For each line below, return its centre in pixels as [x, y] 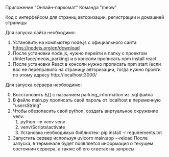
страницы [16, 23]
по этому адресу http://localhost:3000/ [55, 75]
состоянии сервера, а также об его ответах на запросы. [74, 149]
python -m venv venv [43, 122]
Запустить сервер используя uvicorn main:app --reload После [80, 138]
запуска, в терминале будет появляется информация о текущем [83, 143]
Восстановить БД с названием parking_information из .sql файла [83, 95]
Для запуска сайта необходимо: [41, 32]
